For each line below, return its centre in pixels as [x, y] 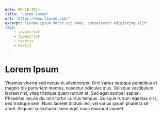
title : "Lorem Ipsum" [27, 14]
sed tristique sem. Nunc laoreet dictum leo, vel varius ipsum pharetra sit [77, 103]
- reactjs [24, 41]
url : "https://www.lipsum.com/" [38, 18]
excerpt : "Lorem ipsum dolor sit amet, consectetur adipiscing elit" [77, 23]
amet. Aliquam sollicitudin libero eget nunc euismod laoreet [64, 108]
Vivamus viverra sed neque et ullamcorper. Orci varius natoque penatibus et [81, 83]
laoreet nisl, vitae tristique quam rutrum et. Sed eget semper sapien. [73, 93]
